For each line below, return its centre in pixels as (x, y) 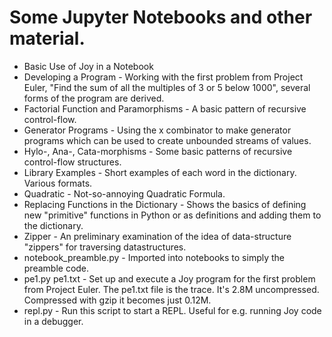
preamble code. (56, 268)
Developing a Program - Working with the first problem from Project (163, 77)
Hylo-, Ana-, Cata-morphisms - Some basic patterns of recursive (158, 151)
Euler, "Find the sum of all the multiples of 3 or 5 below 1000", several (167, 87)
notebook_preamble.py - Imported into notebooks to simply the (154, 257)
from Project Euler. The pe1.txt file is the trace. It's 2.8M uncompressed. (171, 289)
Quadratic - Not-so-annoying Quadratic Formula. (124, 193)
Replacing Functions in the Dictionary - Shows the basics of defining (165, 204)
